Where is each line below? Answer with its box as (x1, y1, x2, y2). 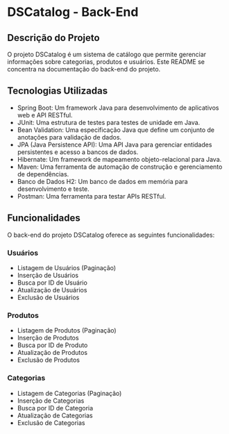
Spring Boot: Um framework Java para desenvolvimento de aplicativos (17, 103, 219, 112)
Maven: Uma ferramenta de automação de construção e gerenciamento (17, 162, 223, 171)
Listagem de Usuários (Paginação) (17, 263, 117, 272)
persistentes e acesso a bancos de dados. (17, 147, 139, 156)
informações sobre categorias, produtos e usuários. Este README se (7, 58, 205, 66)
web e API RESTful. (17, 110, 73, 119)
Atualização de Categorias (17, 411, 93, 419)
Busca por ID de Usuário (17, 278, 88, 287)
